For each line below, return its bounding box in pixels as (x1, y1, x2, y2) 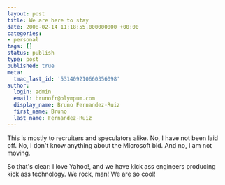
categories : (7, 29, 42, 37)
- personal (7, 36, 39, 43)
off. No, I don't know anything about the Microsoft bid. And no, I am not (7, 141, 212, 149)
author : (7, 82, 30, 89)
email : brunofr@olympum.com (13, 95, 96, 102)
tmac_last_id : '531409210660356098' (13, 75, 120, 83)
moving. (7, 149, 31, 157)
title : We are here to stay (7, 17, 89, 24)
